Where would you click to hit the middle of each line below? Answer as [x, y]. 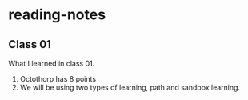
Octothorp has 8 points [58, 79]
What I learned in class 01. [52, 63]
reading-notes [57, 15]
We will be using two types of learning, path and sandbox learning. [130, 87]
